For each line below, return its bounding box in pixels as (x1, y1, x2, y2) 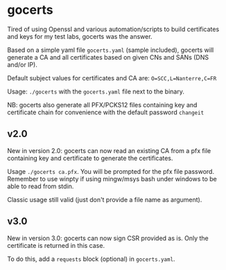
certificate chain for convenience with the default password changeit (7, 108, 205, 116)
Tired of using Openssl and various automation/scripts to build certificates (7, 25, 220, 33)
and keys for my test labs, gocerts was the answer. (7, 32, 153, 40)
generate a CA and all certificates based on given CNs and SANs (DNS (7, 53, 209, 61)
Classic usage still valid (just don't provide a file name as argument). (7, 195, 202, 204)
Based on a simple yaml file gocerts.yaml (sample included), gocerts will (7, 46, 214, 54)
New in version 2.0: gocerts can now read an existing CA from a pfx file (7, 146, 211, 154)
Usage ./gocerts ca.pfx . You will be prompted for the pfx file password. (7, 167, 215, 175)
